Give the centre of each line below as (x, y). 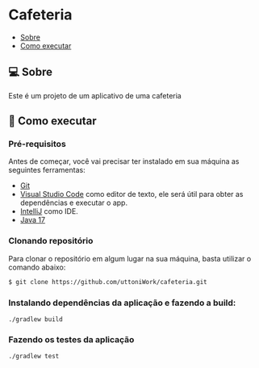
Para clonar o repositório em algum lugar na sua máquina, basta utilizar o (130, 258)
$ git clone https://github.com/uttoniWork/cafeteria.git (108, 282)
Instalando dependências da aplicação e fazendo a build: (122, 303)
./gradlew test (34, 357)
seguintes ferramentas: (47, 170)
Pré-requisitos (37, 144)
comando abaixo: (37, 267)
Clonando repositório (51, 241)
